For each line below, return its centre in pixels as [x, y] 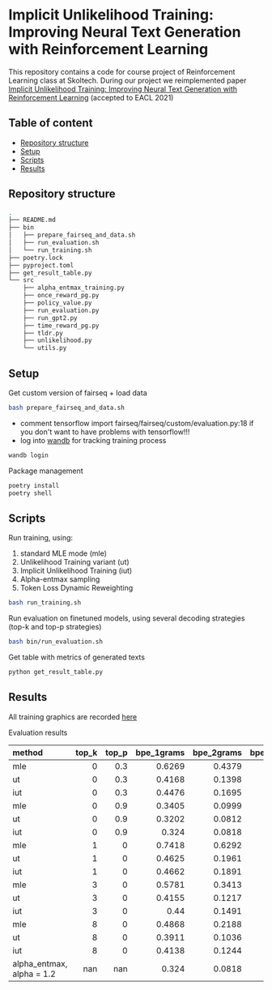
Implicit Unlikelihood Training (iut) [76, 571]
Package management [46, 471]
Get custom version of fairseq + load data [78, 393]
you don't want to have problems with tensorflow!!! [105, 432]
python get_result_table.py [56, 672]
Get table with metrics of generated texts [77, 657]
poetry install [34, 485]
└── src [21, 280]
